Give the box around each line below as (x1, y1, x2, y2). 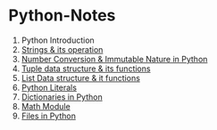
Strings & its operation (21, 44, 104, 54)
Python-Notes (8, 5, 116, 26)
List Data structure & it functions (21, 72, 140, 83)
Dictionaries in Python (21, 91, 104, 102)
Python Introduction (21, 35, 95, 45)
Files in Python (21, 110, 77, 121)
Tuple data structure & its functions (21, 63, 151, 74)
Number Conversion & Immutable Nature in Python (21, 53, 208, 64)
